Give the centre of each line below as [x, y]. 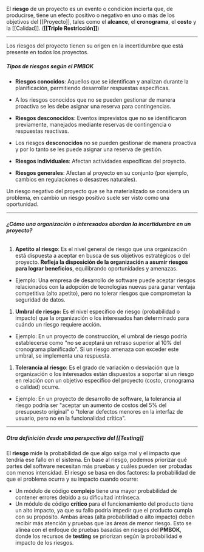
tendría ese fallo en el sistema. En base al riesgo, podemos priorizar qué [97, 460]
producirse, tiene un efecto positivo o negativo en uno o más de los [90, 15]
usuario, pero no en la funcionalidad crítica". [70, 418]
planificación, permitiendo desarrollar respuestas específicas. [92, 88]
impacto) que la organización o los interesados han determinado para [102, 318]
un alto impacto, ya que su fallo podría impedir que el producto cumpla [104, 511]
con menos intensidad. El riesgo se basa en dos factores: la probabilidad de [101, 473]
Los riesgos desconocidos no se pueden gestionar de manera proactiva [106, 143]
